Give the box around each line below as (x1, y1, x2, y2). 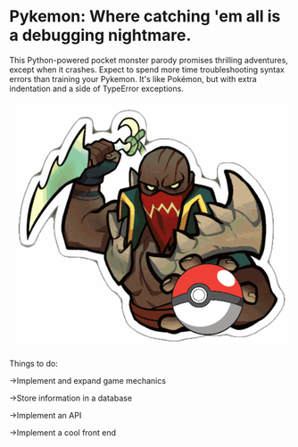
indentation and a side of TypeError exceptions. (9, 83, 185, 94)
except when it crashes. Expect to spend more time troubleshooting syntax (9, 64, 286, 75)
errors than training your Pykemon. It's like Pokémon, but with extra (9, 73, 257, 84)
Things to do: (9, 358, 58, 368)
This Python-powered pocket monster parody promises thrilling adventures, (9, 54, 288, 65)
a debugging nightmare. (9, 25, 192, 46)
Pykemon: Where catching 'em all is (9, 6, 281, 27)
